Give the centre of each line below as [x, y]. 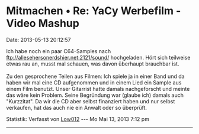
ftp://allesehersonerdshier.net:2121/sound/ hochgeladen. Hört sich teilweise [98, 57]
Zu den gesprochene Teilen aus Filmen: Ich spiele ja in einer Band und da [95, 76]
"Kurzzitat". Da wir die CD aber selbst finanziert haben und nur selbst [91, 101]
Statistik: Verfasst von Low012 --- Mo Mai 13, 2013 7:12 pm [78, 119]
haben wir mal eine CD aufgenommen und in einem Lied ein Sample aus [94, 82]
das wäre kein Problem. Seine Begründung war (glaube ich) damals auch [95, 95]
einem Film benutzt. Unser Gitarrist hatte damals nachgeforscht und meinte [98, 89]
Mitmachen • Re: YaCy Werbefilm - [94, 11]
